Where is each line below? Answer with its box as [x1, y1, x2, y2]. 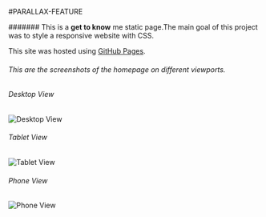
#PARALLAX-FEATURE [8, 7, 83, 16]
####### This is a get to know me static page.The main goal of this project [8, 22, 258, 31]
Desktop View [8, 90, 54, 99]
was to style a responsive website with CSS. [8, 31, 155, 40]
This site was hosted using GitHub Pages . [8, 46, 146, 55]
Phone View [8, 175, 48, 185]
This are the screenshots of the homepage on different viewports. [8, 64, 226, 74]
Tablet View [8, 132, 48, 143]
